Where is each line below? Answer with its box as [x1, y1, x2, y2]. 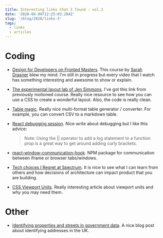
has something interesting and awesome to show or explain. [12, 77, 133, 83]
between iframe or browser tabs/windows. [12, 155, 97, 161]
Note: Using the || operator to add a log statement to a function [24, 135, 151, 141]
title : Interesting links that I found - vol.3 [5, 7, 104, 12]
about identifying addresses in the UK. [12, 227, 89, 233]
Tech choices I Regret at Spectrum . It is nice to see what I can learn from [12, 164, 158, 170]
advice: [12, 126, 27, 132]
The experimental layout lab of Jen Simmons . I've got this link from [12, 86, 146, 92]
